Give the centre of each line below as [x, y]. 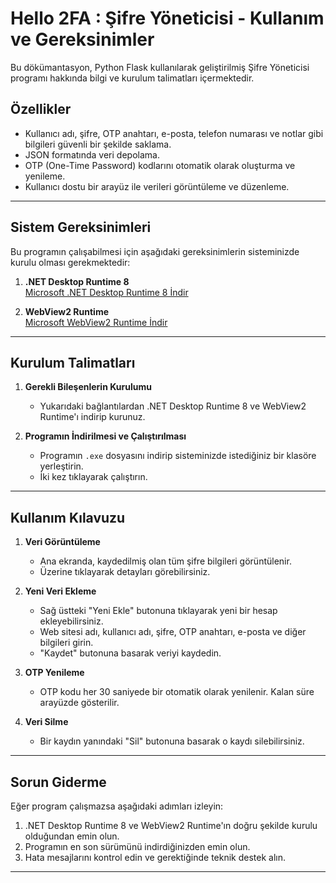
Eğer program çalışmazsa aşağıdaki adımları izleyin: [117, 806]
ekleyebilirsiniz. [71, 621]
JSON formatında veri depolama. [92, 154]
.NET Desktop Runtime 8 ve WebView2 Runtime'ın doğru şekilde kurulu [171, 825]
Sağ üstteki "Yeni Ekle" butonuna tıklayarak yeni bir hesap [158, 611]
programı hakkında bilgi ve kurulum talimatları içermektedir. [132, 78]
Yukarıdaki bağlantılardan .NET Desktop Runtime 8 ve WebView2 [173, 406]
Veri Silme [46, 722]
